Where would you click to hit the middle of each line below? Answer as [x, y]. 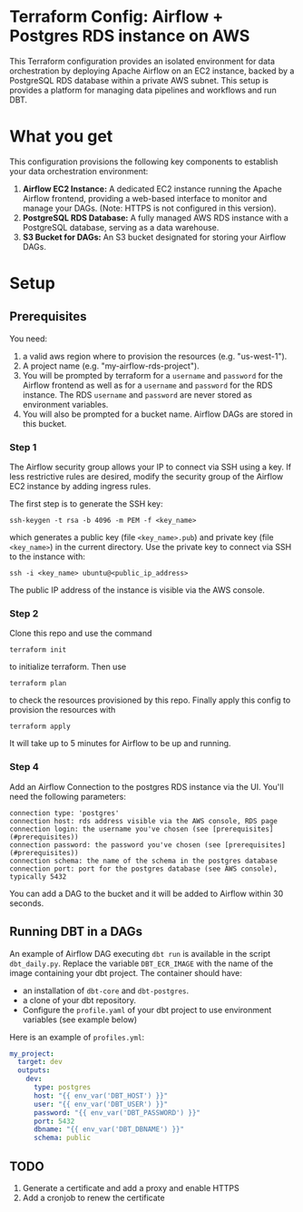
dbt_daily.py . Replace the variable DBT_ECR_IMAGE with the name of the [142, 963]
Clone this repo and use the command [81, 634]
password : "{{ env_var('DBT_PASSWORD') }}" [117, 1113]
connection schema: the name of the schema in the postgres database [144, 861]
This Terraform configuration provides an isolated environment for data [142, 61]
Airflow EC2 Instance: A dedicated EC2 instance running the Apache [152, 189]
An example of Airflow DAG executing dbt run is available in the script [140, 953]
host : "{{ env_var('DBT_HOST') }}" [101, 1096]
